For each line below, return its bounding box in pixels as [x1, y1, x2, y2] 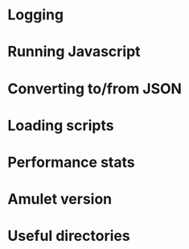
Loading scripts [7, 116, 114, 135]
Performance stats [7, 153, 135, 171]
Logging [7, 6, 64, 24]
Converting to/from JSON [7, 79, 183, 98]
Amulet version [7, 190, 113, 209]
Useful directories [7, 227, 130, 245]
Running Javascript [7, 43, 142, 61]
